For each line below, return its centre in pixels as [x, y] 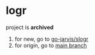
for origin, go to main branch [51, 45]
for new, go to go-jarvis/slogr [51, 39]
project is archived [30, 27]
